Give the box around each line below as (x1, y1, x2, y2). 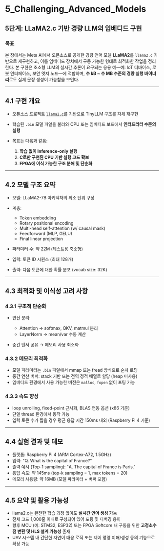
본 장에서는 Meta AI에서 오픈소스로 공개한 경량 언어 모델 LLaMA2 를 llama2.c (5, 52, 153, 58)
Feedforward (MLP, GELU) (19, 230, 72, 236)
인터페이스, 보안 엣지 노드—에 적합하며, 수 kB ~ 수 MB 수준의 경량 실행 (10, 70, 143, 76)
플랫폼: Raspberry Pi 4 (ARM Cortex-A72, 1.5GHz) (12, 452, 111, 457)
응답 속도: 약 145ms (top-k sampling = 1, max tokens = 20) (12, 470, 128, 476)
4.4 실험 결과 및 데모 (5, 437, 63, 446)
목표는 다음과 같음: (12, 138, 48, 144)
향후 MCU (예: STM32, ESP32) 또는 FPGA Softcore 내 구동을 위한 (12, 523, 140, 528)
